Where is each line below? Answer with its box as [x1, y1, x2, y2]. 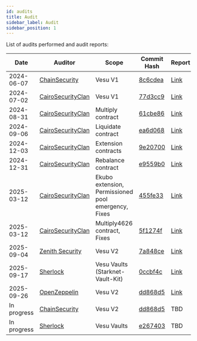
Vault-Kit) [95, 275, 123, 283]
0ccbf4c [138, 268, 163, 276]
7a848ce [138, 247, 165, 255]
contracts [95, 147, 122, 155]
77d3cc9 [138, 93, 165, 101]
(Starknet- [95, 268, 125, 276]
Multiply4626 [95, 219, 133, 227]
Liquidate [95, 122, 121, 131]
